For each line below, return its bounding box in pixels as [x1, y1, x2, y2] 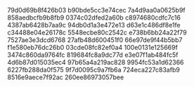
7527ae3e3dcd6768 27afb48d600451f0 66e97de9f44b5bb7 [7, 36, 183, 44]
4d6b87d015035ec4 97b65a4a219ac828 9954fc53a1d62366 [7, 58, 184, 66]
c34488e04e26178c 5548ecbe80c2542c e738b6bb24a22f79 [7, 28, 188, 36]
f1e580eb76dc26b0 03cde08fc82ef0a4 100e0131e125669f [7, 43, 178, 51]
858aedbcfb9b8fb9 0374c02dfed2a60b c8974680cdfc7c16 [7, 13, 181, 22]
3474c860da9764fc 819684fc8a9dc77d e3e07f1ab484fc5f [7, 51, 179, 59]
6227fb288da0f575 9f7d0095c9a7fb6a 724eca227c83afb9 [7, 66, 181, 74]
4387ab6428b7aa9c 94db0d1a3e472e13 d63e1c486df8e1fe [7, 21, 181, 29]
